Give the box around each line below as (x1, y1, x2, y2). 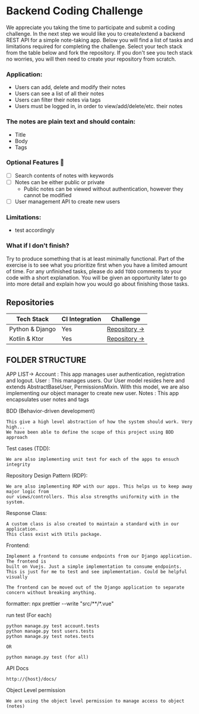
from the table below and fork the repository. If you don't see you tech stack (6, 49, 193, 56)
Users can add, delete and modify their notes (14, 84, 126, 91)
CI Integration (61, 315, 102, 323)
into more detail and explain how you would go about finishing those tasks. (6, 280, 189, 288)
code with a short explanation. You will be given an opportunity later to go (6, 274, 187, 281)
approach (6, 435, 28, 441)
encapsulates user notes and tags (6, 396, 89, 403)
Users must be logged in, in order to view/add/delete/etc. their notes (14, 103, 183, 110)
